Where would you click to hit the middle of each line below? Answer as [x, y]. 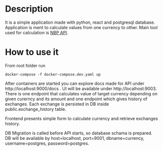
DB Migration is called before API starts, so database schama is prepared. [79, 133]
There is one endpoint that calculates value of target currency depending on [81, 93]
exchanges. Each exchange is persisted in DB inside [57, 104]
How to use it [32, 52]
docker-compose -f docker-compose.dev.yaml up [53, 74]
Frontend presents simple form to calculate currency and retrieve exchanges [81, 118]
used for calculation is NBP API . [37, 32]
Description [29, 9]
